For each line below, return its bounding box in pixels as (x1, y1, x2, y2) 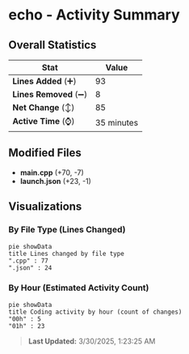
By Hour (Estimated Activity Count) (8, 282, 149, 293)
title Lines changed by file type (8, 250, 125, 258)
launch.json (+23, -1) (19, 176, 91, 186)
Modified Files (8, 146, 82, 160)
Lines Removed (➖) (12, 89, 87, 100)
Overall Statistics (8, 38, 97, 52)
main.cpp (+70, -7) (19, 168, 85, 177)
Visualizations (8, 200, 82, 214)
